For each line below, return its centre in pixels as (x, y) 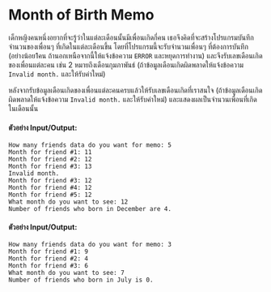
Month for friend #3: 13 (50, 167)
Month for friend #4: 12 (50, 188)
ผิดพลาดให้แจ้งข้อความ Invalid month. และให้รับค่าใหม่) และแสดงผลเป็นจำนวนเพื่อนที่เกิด (133, 99)
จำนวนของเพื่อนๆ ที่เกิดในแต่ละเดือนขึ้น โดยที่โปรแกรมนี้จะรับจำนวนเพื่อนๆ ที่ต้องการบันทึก (129, 46)
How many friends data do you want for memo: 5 (90, 145)
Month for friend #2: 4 (49, 259)
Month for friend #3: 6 (49, 266)
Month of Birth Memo (81, 15)
